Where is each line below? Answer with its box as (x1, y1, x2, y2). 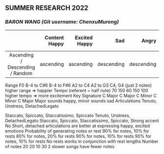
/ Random (10, 70, 33, 77)
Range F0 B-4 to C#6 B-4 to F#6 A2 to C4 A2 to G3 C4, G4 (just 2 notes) (5, 82, 152, 88)
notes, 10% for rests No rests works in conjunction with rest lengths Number (5, 138, 159, 144)
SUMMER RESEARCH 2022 (5, 4, 89, 12)
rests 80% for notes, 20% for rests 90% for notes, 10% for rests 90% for (5, 133, 152, 139)
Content (44, 34, 64, 41)
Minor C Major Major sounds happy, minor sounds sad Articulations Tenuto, (5, 97, 157, 104)
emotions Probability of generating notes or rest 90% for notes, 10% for (5, 128, 149, 134)
